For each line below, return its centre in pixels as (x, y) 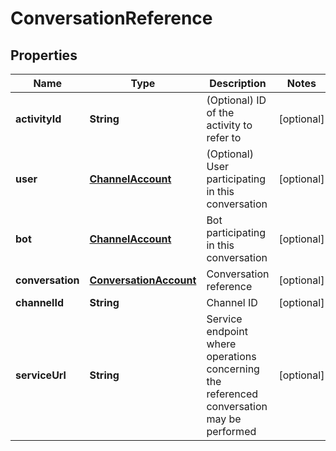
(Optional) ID (236, 100)
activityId (38, 119)
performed (231, 431)
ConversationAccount (143, 280)
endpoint (227, 331)
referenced (232, 394)
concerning (233, 369)
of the (220, 112)
